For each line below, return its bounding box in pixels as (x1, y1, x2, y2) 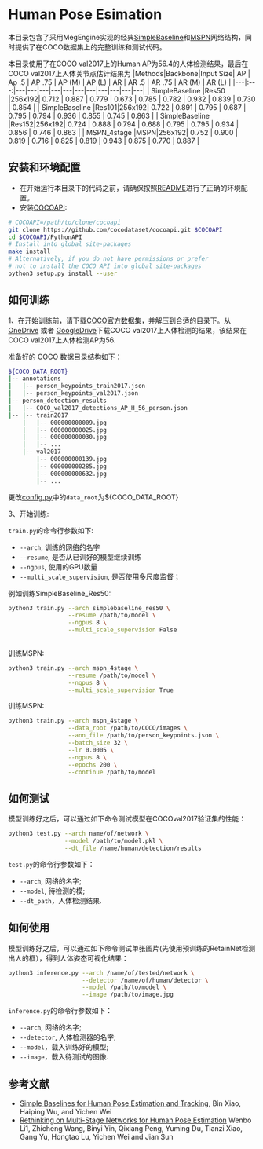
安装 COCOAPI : (19, 203, 68, 212)
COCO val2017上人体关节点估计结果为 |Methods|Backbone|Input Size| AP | (8, 68, 251, 78)
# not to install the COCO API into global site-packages (8, 262, 202, 270)
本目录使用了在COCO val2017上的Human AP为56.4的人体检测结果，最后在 (8, 59, 249, 68)
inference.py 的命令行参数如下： (8, 1006, 112, 1015)
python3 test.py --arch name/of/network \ (8, 830, 149, 838)
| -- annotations (8, 375, 61, 382)
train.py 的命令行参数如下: (8, 525, 94, 535)
